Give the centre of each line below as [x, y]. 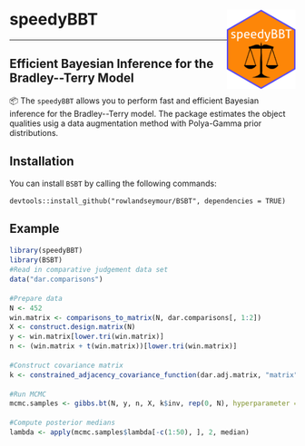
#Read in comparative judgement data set [89, 270]
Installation [42, 162]
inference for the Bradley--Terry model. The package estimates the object [148, 113]
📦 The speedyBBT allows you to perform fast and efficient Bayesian [134, 101]
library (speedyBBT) [46, 251]
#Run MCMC [28, 394]
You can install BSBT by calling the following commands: [113, 183]
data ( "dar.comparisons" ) [56, 279]
